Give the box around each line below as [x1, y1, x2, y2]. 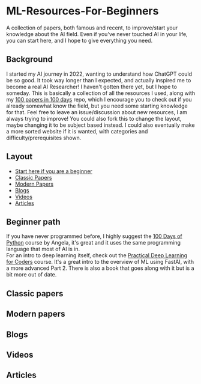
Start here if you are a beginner [14, 167, 93, 175]
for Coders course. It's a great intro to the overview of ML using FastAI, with [6, 258, 194, 266]
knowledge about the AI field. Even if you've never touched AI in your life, [6, 30, 188, 37]
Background [6, 54, 53, 64]
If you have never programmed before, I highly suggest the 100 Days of [6, 233, 183, 240]
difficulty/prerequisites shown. [6, 134, 82, 141]
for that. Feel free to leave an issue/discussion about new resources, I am [6, 108, 188, 115]
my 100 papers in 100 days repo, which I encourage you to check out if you [6, 96, 192, 103]
